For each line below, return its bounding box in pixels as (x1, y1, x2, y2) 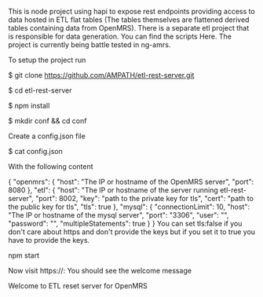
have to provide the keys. (8, 236, 90, 244)
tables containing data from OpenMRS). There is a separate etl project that (8, 24, 250, 32)
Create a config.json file (8, 131, 86, 141)
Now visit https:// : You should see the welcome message (8, 266, 192, 275)
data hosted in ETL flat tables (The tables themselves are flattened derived (8, 15, 250, 24)
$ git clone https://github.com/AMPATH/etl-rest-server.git (8, 71, 195, 79)
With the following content (8, 162, 93, 171)
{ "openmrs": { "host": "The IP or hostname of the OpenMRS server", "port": (8, 177, 254, 186)
